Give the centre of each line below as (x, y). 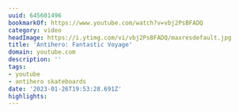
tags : (17, 67)
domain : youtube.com (42, 52)
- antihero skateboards (47, 81)
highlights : (28, 96)
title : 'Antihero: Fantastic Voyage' (70, 45)
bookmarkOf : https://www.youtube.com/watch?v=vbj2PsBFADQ (106, 23)
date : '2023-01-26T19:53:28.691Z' (65, 89)
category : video (35, 30)
